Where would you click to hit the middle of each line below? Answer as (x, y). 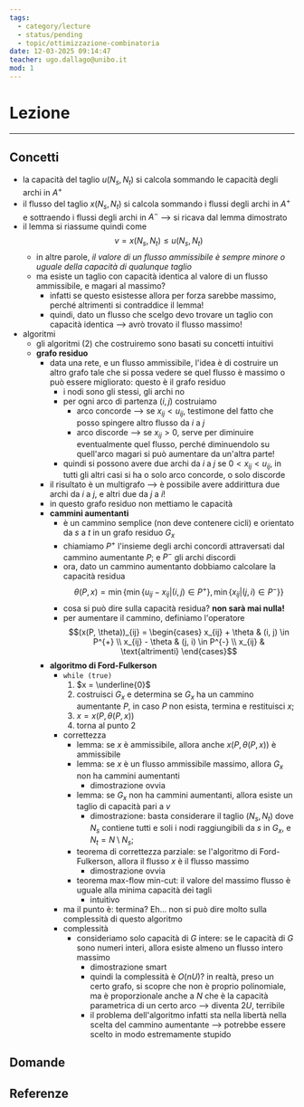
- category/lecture (54, 26)
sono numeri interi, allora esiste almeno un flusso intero (180, 948)
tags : (19, 18)
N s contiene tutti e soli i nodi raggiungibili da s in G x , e (190, 829)
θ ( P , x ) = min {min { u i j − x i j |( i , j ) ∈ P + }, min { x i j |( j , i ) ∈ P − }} (179, 592)
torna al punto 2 (106, 725)
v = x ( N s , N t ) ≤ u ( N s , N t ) (159, 242)
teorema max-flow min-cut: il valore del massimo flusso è (184, 880)
